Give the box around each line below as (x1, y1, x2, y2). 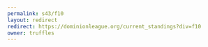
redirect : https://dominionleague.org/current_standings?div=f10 (7, 23, 201, 30)
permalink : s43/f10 (7, 10, 64, 17)
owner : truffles (7, 29, 54, 37)
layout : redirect (7, 17, 58, 23)
